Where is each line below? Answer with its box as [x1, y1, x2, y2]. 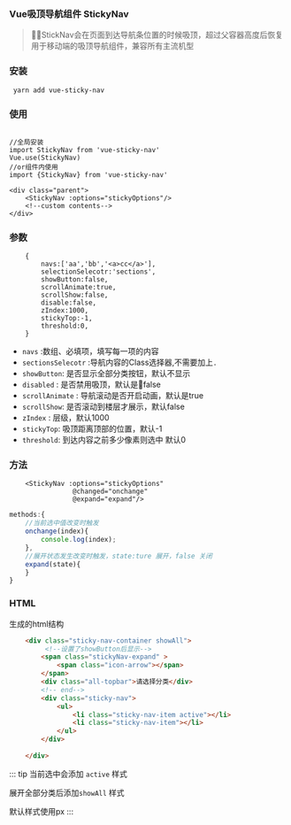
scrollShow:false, [41, 290, 109, 300]
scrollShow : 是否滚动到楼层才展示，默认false [21, 401, 186, 412]
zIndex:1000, [41, 306, 89, 315]
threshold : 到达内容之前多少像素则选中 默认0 [21, 435, 186, 445]
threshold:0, [41, 321, 89, 331]
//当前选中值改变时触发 [25, 519, 99, 528]
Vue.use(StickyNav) [9, 153, 81, 162]
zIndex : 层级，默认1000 [21, 412, 110, 423]
